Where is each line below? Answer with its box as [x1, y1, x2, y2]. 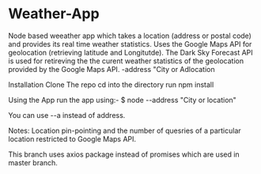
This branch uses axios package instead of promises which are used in [8, 149, 240, 159]
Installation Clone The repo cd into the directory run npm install [8, 80, 214, 89]
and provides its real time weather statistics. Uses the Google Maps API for [8, 39, 252, 48]
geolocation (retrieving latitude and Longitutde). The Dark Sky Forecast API [8, 47, 253, 57]
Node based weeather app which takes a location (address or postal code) [8, 31, 252, 40]
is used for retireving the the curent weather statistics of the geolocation [8, 56, 244, 66]
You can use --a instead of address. [8, 110, 126, 119]
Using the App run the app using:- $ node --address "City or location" [8, 95, 237, 104]
